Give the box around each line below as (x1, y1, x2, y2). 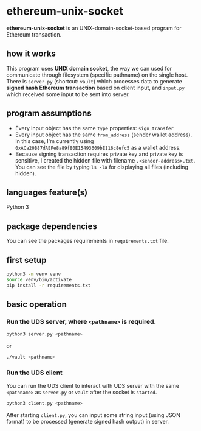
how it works (6, 49, 56, 59)
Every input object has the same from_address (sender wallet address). (15, 131, 192, 138)
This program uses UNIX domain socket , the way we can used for (6, 65, 172, 72)
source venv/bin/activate (6, 276, 72, 282)
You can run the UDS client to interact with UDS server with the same (6, 382, 180, 390)
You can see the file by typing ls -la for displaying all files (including (15, 163, 188, 170)
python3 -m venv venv (6, 271, 61, 277)
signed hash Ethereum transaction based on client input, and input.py (6, 84, 185, 91)
